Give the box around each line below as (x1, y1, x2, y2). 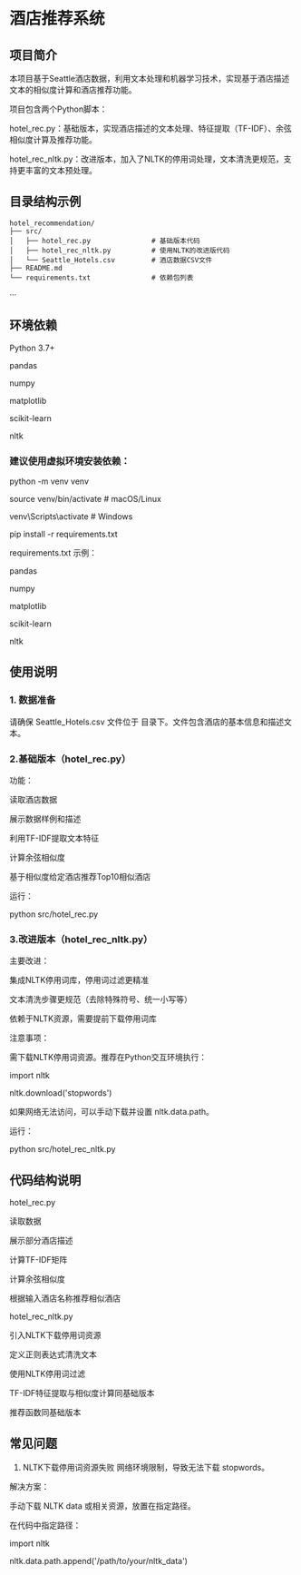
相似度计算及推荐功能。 (9, 134, 97, 145)
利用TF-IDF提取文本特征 (9, 832, 100, 843)
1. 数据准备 (9, 694, 56, 706)
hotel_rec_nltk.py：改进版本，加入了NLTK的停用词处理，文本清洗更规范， (9, 153, 284, 164)
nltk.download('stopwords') (9, 1088, 112, 1098)
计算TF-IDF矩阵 (9, 1255, 68, 1265)
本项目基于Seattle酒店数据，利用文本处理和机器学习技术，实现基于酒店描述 (9, 74, 290, 84)
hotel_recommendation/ (9, 219, 95, 228)
